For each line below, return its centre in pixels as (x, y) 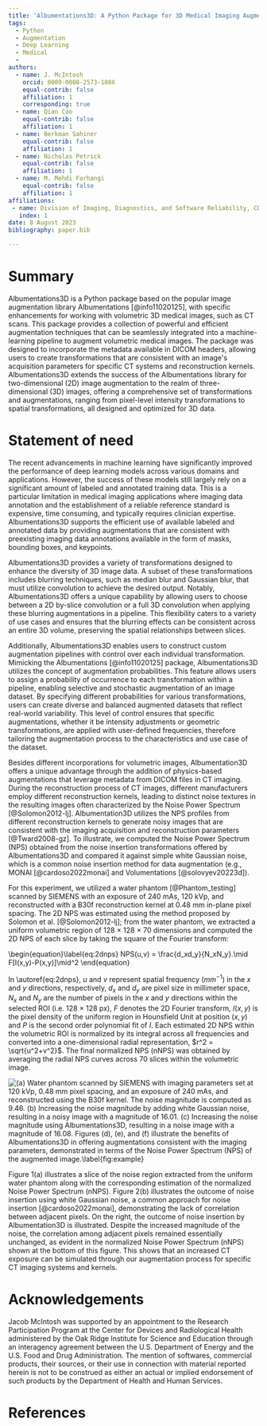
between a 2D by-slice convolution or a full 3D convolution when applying (129, 605)
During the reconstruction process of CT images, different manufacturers (128, 788)
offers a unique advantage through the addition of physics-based (115, 771)
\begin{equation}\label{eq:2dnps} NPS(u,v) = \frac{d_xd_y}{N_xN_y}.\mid (128, 954)
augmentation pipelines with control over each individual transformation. (127, 654)
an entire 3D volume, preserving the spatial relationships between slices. (127, 630)
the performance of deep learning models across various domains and (124, 471)
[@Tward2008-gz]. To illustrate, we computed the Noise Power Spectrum (129, 838)
